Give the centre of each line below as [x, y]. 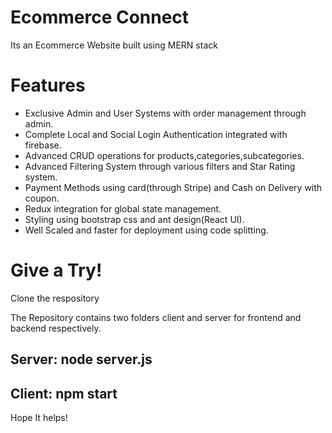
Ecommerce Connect [100, 17]
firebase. [43, 145]
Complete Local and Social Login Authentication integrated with [156, 134]
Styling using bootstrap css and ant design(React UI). [134, 219]
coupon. [42, 198]
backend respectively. [56, 328]
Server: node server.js [81, 359]
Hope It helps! [39, 418]
